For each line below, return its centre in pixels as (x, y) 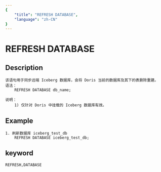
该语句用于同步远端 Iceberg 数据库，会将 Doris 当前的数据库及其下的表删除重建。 (82, 80)
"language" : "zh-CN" (36, 19)
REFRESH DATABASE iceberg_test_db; (52, 138)
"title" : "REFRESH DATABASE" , (46, 15)
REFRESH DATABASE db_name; (43, 90)
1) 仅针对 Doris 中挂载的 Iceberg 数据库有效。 (61, 105)
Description (24, 68)
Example (19, 121)
